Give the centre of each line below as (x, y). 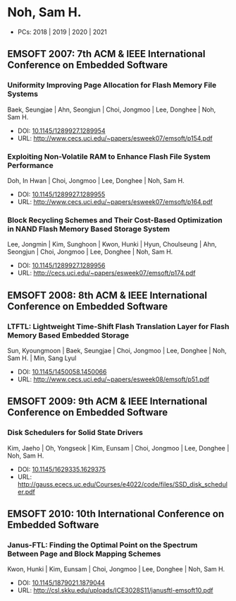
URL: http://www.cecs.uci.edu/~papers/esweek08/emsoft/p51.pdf (113, 379)
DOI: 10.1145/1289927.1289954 (61, 131)
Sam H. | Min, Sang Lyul (42, 358)
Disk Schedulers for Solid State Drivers (75, 433)
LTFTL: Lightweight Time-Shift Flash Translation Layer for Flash (118, 326)
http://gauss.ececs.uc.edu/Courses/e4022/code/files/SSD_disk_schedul (122, 484)
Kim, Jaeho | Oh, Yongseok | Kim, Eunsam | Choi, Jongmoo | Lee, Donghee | (118, 448)
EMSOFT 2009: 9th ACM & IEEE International (107, 401)
